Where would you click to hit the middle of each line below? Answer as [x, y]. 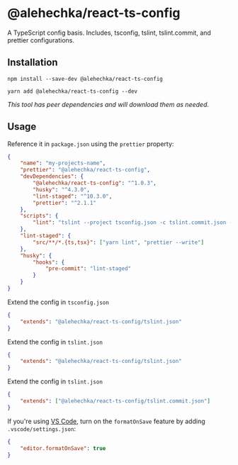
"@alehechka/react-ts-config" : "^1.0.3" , [95, 183]
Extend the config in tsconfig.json [58, 302]
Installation [33, 63]
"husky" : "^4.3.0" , [62, 189]
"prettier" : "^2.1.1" [65, 203]
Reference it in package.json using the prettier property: [91, 144]
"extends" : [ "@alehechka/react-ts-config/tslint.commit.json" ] [115, 401]
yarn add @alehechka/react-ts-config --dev [73, 91]
